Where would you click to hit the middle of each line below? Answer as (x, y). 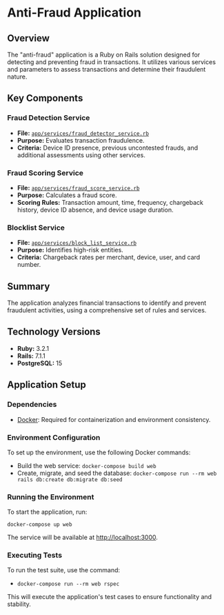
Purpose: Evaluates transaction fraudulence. (81, 140)
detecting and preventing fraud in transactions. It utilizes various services (111, 62)
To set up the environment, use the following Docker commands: (99, 452)
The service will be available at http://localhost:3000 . (83, 537)
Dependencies (32, 405)
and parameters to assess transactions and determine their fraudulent (106, 69)
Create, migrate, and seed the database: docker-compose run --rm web (117, 473)
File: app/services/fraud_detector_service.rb (83, 133)
